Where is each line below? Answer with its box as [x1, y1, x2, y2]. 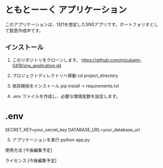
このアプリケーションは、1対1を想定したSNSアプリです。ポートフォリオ [5, 21, 150, 27]
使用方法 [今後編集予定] [5, 147, 53, 153]
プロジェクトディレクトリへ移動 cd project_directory [12, 73, 118, 78]
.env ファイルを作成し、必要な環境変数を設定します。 [12, 93, 121, 99]
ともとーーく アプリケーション [5, 4, 127, 16]
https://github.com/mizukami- [81, 57, 142, 63]
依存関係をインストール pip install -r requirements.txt [12, 83, 119, 89]
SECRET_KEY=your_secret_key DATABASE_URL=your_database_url [5, 127, 140, 132]
